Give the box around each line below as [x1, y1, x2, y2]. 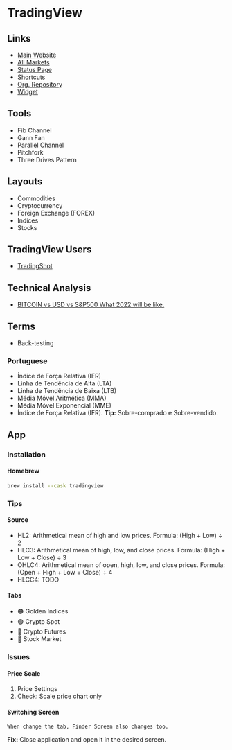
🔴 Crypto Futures [17, 627, 66, 636]
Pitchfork [17, 148, 44, 157]
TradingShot [17, 262, 53, 270]
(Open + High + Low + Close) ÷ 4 [17, 568, 113, 576]
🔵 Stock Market [17, 635, 62, 643]
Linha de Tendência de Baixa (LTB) [17, 387, 117, 395]
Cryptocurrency [17, 201, 63, 209]
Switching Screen [7, 708, 60, 716]
